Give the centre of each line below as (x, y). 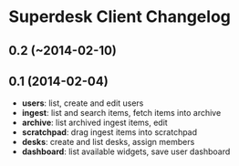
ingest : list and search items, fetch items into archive (121, 113)
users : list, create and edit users (83, 103)
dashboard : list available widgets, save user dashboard (126, 151)
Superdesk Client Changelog (120, 17)
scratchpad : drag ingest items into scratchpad (109, 132)
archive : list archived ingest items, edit (94, 123)
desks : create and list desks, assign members (108, 142)
